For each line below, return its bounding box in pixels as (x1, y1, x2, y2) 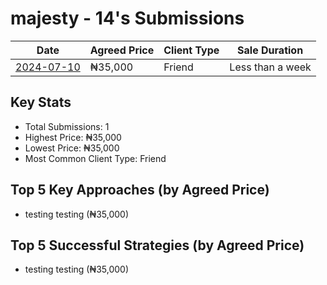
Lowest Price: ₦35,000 (24, 142, 120, 154)
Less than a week (229, 60, 312, 74)
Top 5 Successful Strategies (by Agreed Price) (10, 237, 305, 254)
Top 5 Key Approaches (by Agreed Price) (10, 182, 270, 199)
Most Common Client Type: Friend (24, 152, 167, 164)
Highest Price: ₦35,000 (24, 131, 122, 143)
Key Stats (10, 94, 72, 111)
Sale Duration (237, 43, 304, 57)
